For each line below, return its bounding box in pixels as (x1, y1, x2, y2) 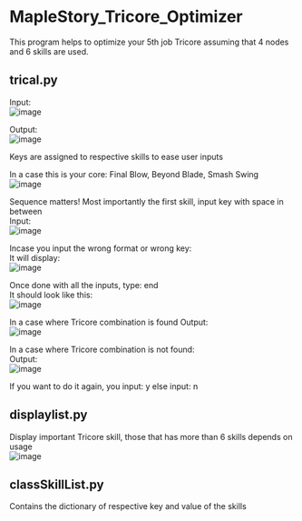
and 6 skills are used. (9, 45, 89, 56)
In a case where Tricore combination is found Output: (9, 316, 209, 327)
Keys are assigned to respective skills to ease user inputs (9, 151, 224, 162)
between (9, 205, 43, 216)
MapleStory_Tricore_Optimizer (9, 6, 243, 27)
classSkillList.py (9, 476, 104, 492)
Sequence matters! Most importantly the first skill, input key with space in (9, 195, 284, 206)
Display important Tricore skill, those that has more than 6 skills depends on (9, 431, 293, 442)
